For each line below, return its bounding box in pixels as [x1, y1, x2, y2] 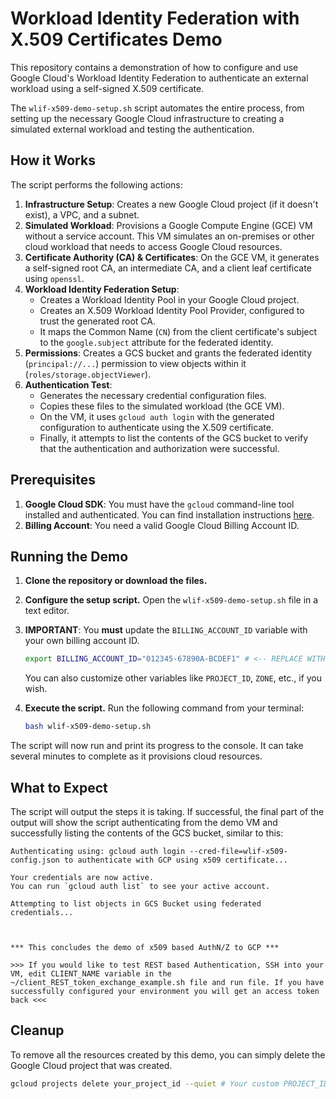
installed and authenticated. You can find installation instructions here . [24, 508, 315, 521]
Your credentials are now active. [10, 872, 155, 882]
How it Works [10, 152, 96, 169]
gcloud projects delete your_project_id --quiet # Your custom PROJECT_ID [10, 1078, 329, 1089]
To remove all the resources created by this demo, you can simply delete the [10, 1048, 326, 1061]
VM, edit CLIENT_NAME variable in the [10, 968, 172, 979]
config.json [10, 855, 60, 865]
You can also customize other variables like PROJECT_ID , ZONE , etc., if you [24, 672, 323, 684]
